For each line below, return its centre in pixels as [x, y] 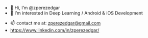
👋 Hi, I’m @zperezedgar [35, 8]
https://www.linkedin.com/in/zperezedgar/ [55, 30]
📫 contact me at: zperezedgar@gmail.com [55, 23]
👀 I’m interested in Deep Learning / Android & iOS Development [76, 13]
